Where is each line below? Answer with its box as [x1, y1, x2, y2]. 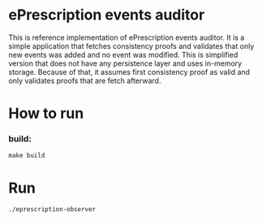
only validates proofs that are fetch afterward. [8, 76, 161, 85]
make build [8, 152, 45, 160]
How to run [8, 104, 84, 123]
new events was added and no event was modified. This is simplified [8, 50, 238, 59]
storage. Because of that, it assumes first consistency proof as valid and [8, 67, 250, 76]
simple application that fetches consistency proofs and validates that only [8, 41, 255, 50]
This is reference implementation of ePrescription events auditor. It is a [8, 32, 245, 42]
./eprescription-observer [8, 206, 96, 214]
